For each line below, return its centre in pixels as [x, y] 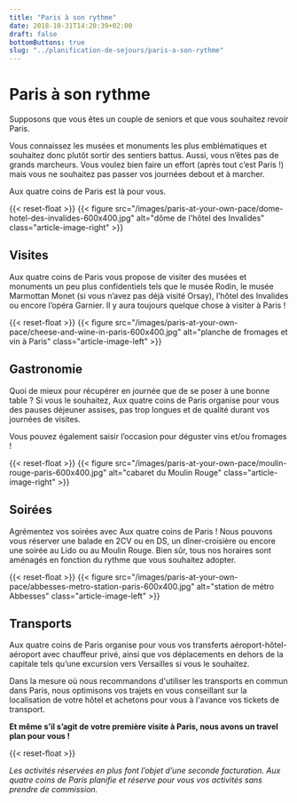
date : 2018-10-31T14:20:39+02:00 [71, 26]
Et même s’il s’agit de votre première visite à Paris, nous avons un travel [144, 727]
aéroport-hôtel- [258, 645]
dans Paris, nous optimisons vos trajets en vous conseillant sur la [128, 691]
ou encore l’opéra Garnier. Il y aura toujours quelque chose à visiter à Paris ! [148, 305]
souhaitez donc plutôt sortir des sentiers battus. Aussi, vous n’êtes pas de [144, 156]
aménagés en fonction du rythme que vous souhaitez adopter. [123, 559]
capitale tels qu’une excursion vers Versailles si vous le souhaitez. [129, 664]
